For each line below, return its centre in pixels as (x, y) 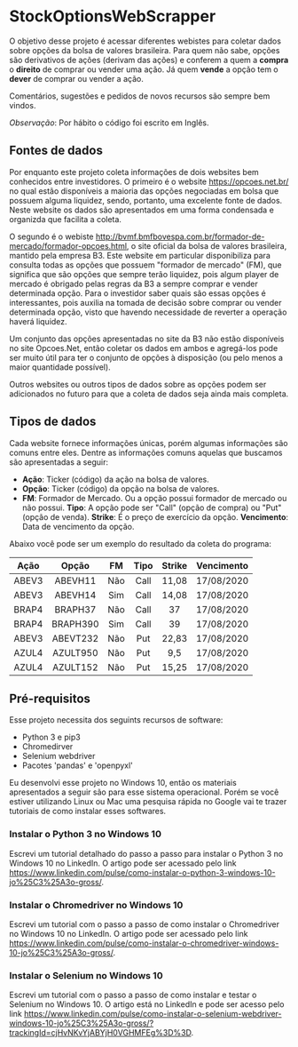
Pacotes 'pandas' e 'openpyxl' (77, 765)
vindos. (23, 105)
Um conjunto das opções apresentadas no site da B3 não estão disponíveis (147, 339)
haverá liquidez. (39, 321)
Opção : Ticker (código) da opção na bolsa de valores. (121, 488)
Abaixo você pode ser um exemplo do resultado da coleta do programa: (141, 543)
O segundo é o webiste (51, 236)
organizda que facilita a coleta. (66, 219)
